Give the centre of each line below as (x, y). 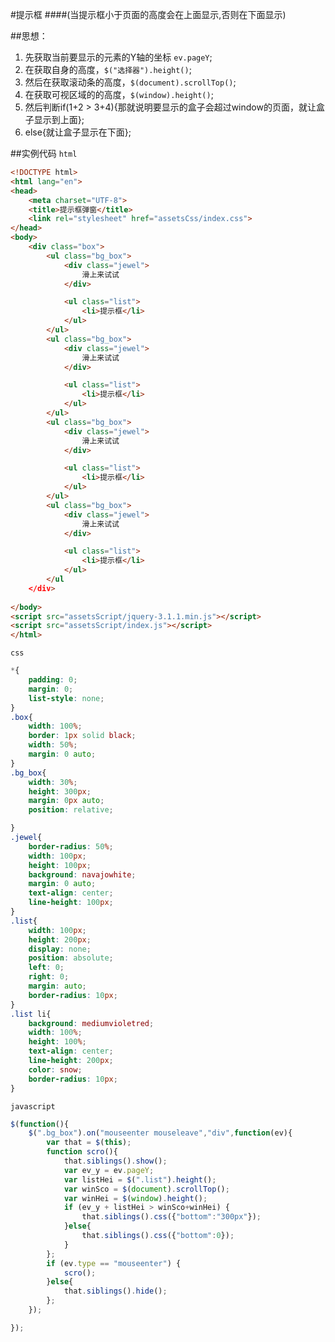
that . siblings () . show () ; (115, 1161)
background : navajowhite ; (82, 874)
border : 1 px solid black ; (82, 736)
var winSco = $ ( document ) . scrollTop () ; (146, 1189)
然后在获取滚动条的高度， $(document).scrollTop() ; (130, 82)
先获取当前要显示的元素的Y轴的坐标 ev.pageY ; (118, 57)
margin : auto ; (57, 986)
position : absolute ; (71, 958)
